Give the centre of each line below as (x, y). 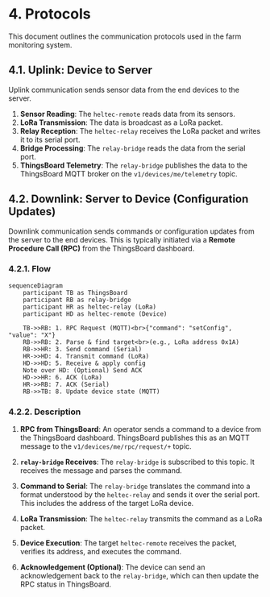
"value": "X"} (32, 335)
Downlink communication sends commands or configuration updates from (132, 231)
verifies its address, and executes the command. (101, 552)
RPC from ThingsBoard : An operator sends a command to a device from (141, 429)
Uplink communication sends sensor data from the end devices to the (124, 89)
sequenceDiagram (35, 286)
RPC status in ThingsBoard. (65, 584)
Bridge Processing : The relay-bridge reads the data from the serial (133, 148)
